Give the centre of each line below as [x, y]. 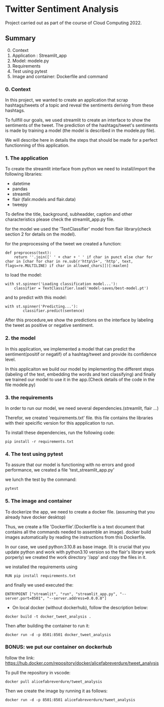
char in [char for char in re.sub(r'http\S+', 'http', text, [69, 262]
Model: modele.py [31, 61]
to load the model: [23, 275]
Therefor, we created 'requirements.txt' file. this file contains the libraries [79, 418]
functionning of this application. [37, 145]
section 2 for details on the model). [41, 234]
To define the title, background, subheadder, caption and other [69, 214]
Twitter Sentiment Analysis [62, 9]
